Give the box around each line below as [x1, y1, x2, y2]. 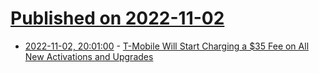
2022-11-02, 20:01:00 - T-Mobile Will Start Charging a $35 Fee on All [24, 40, 310, 52]
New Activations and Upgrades [24, 50, 154, 62]
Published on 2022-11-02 [10, 7, 225, 30]
